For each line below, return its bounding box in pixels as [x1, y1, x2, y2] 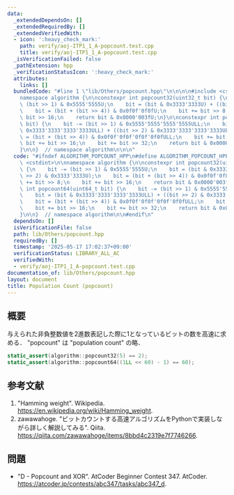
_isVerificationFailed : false [13, 56, 101, 63]
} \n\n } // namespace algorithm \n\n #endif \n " [19, 211, 155, 218]
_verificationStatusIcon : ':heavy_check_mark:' [13, 68, 155, 75]
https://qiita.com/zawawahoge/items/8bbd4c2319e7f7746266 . [17, 431, 198, 439]
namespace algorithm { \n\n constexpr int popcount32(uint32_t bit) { [19, 95, 223, 102]
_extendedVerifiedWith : [13, 29, 82, 37]
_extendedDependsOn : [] [13, 17, 82, 24]
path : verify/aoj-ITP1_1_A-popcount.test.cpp [19, 43, 155, 49]
